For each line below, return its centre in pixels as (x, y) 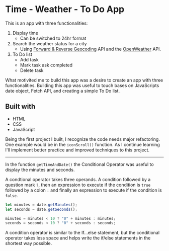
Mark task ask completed (46, 65)
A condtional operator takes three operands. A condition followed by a (78, 179)
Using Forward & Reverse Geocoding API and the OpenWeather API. (91, 49)
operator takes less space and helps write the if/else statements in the (78, 238)
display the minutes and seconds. (40, 170)
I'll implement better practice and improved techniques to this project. (77, 150)
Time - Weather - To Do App (65, 9)
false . (12, 195)
